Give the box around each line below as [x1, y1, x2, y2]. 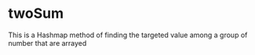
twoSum [8, 5, 64, 22]
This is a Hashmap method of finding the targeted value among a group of [8, 30, 248, 40]
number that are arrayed [8, 38, 87, 47]
